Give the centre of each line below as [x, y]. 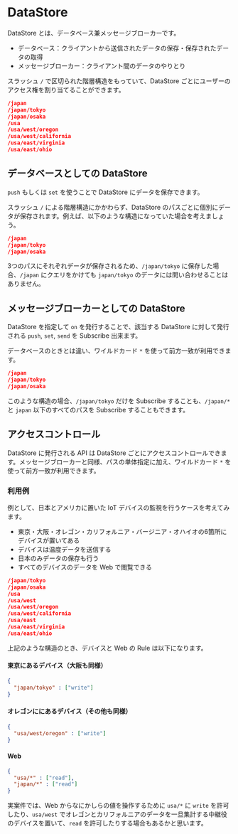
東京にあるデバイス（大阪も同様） [57, 665]
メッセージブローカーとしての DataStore [96, 308]
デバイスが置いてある [49, 540]
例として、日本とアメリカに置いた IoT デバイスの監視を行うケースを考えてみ [119, 507]
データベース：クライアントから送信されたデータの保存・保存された [117, 48]
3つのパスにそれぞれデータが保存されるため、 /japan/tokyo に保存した [110, 266]
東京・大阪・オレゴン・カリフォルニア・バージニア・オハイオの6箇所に [122, 531]
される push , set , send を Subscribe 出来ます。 [75, 336]
